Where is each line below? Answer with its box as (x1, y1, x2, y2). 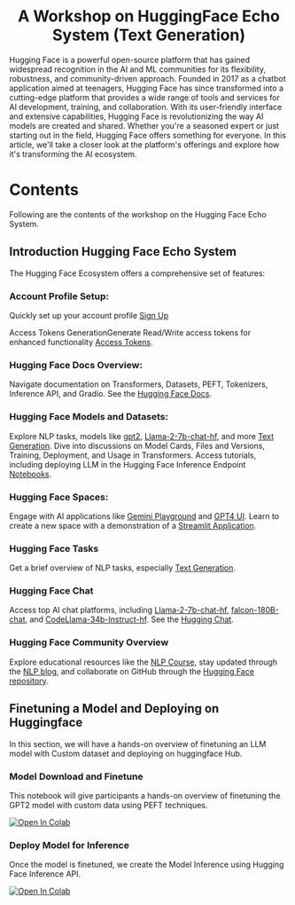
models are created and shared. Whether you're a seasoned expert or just (9, 120, 279, 130)
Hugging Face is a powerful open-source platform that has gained (9, 54, 251, 65)
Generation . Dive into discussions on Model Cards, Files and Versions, (9, 440, 266, 451)
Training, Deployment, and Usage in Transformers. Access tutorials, (9, 450, 257, 460)
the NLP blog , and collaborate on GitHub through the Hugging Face (9, 665, 255, 676)
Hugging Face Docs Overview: (9, 358, 144, 371)
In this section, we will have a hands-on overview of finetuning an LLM (9, 738, 267, 749)
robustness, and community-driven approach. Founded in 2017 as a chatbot (9, 73, 286, 83)
